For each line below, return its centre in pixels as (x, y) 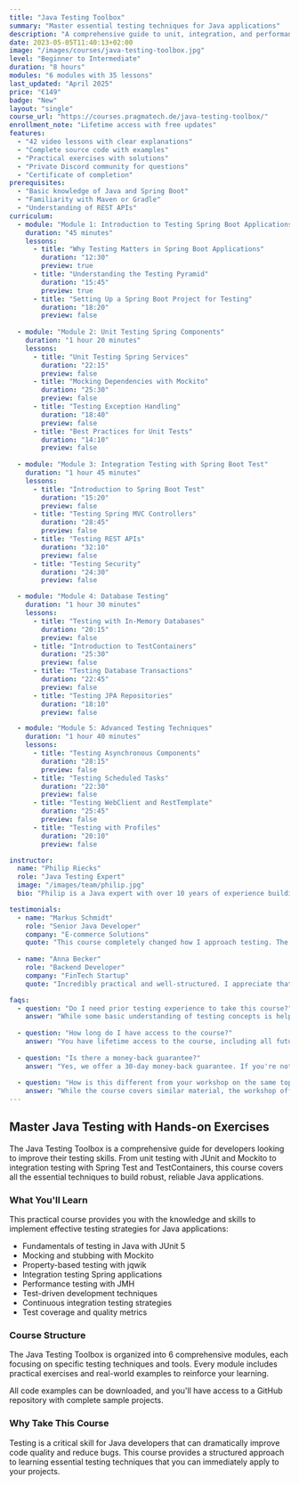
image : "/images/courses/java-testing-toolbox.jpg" (107, 51)
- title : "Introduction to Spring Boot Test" (118, 489)
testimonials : (36, 909)
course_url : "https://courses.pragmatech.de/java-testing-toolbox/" (139, 117)
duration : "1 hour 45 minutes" (83, 473)
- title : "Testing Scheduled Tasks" (101, 778)
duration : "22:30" (75, 786)
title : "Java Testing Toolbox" (67, 17)
